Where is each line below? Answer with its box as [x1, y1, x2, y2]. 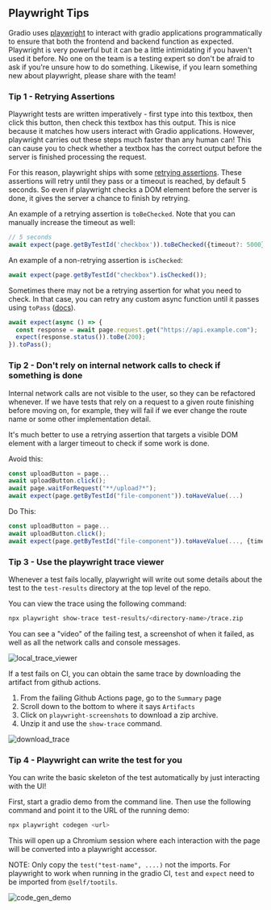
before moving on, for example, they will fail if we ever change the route [8, 405, 248, 415]
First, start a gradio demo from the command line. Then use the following [8, 797, 252, 807]
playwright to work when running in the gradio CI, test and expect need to [8, 869, 255, 878]
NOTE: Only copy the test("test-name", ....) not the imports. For [8, 860, 231, 870]
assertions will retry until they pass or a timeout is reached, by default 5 [8, 177, 246, 186]
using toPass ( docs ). [8, 303, 77, 312]
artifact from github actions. [8, 677, 102, 687]
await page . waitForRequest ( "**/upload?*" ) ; [8, 484, 157, 493]
